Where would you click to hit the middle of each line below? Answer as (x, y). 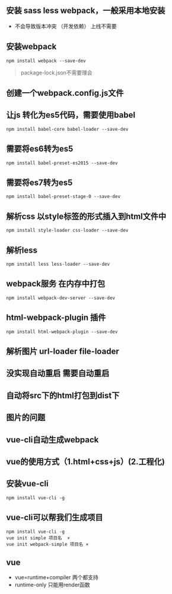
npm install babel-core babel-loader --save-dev (67, 129)
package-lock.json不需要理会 (57, 73)
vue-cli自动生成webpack (52, 440)
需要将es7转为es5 (39, 183)
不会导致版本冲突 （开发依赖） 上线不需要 (66, 26)
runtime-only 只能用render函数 (52, 585)
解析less (22, 250)
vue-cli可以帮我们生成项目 (55, 518)
